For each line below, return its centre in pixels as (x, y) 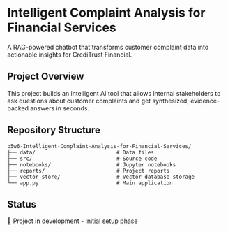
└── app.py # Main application (90, 183)
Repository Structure (54, 130)
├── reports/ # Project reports (89, 171)
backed (18, 108)
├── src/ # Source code (82, 159)
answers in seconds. (60, 108)
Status (22, 204)
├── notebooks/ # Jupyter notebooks (92, 165)
